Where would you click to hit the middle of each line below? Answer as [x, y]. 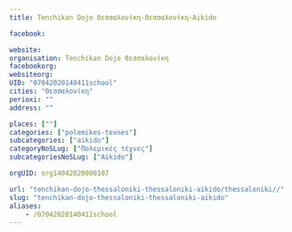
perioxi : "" [31, 99]
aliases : [25, 206]
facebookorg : [33, 66]
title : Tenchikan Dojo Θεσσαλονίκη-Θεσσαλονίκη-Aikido [113, 17]
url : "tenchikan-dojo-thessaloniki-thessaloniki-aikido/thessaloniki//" [147, 189]
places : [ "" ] [33, 124]
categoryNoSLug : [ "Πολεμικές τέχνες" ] [81, 149]
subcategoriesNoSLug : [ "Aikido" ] [71, 157]
